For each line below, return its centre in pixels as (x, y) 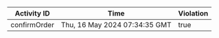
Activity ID (32, 13)
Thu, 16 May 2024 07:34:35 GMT (116, 25)
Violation (193, 13)
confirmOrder (33, 25)
